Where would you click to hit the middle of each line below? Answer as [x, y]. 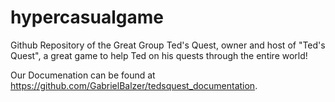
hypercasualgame [87, 17]
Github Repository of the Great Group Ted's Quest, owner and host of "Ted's [168, 45]
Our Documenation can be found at [83, 75]
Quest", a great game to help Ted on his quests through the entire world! [159, 55]
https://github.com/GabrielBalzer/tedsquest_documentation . [134, 85]
